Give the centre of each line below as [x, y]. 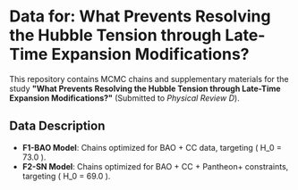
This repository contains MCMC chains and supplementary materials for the [149, 78]
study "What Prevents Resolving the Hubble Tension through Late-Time [145, 88]
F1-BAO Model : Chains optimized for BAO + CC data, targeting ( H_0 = [152, 147]
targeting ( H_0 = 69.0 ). [66, 176]
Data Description [57, 126]
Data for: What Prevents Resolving [140, 17]
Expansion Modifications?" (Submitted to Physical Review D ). [124, 98]
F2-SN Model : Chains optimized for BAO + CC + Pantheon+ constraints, [155, 166]
